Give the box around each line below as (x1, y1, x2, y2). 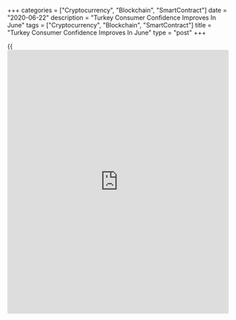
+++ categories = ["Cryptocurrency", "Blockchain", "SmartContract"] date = (7, 6, 228, 14)
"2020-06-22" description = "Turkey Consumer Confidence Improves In (7, 13, 216, 22)
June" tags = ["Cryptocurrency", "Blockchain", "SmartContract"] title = (7, 21, 212, 29)
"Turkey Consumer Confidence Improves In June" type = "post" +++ (7, 28, 206, 37)
